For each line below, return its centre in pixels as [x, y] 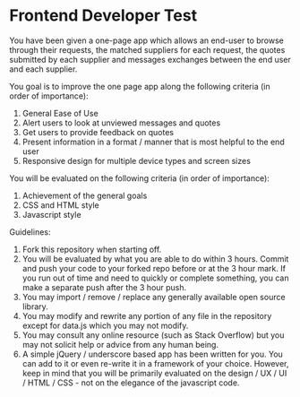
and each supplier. [43, 69]
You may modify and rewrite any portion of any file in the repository [147, 315]
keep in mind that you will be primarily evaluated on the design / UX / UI [154, 373]
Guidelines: [30, 232]
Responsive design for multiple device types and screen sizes [136, 160]
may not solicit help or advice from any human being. [120, 344]
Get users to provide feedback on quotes [98, 132]
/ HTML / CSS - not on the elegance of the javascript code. [131, 383]
